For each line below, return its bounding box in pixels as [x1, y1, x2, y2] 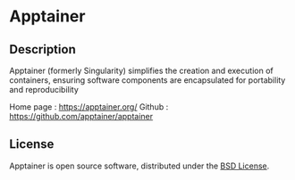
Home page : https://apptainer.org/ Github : [9, 102, 169, 112]
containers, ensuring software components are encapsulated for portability [9, 75, 286, 86]
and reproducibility [9, 85, 79, 94]
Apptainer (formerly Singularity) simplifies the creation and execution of [9, 65, 274, 76]
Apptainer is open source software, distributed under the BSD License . [9, 160, 270, 171]
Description [9, 42, 76, 57]
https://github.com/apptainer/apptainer [9, 111, 154, 121]
